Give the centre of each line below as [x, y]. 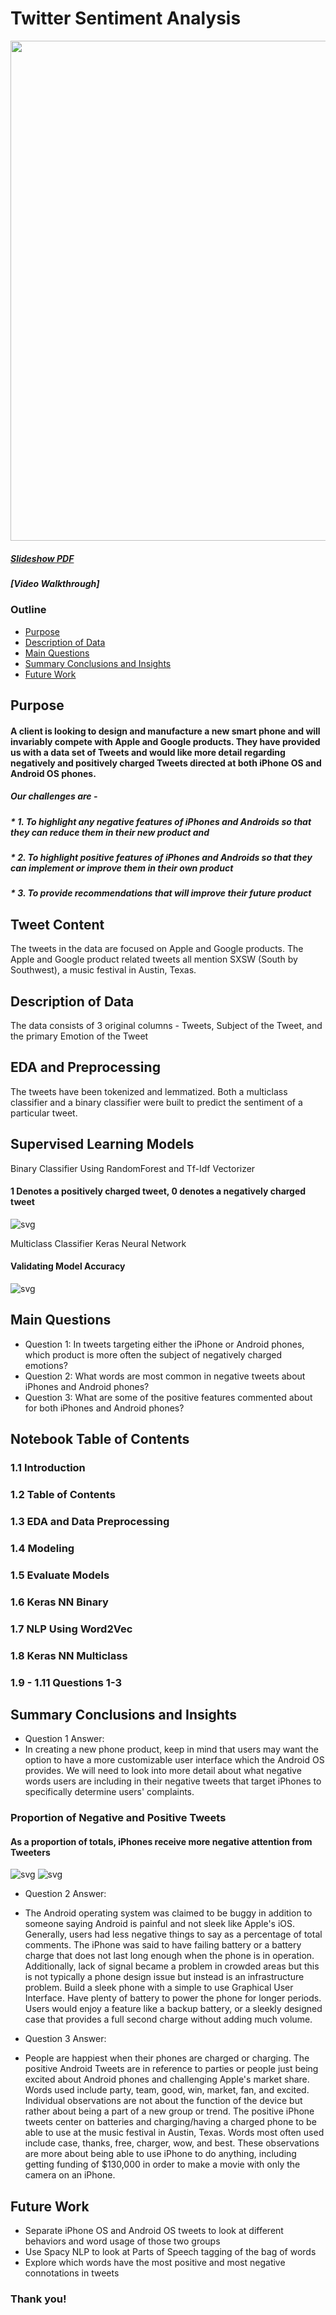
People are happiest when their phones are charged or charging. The [167, 2058]
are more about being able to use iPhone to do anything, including [160, 2154]
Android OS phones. [53, 773]
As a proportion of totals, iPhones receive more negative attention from [161, 1841]
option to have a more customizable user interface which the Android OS [174, 1760]
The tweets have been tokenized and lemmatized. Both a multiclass [149, 1091]
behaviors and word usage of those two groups [122, 2241]
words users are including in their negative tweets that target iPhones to [173, 1781]
